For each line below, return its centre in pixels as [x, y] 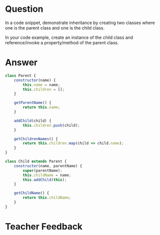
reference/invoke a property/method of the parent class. [62, 42]
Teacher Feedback [44, 226]
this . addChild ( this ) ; [45, 180]
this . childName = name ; [47, 175]
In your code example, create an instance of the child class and [69, 37]
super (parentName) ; [43, 171]
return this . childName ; [47, 198]
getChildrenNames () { [36, 139]
